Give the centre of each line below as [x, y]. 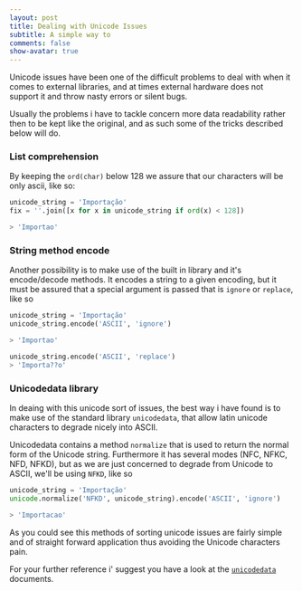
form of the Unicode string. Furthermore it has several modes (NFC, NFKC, [148, 454]
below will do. [35, 133]
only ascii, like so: [42, 186]
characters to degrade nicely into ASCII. [84, 427]
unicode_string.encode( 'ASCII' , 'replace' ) [93, 357]
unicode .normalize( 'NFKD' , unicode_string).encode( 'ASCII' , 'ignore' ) [145, 499]
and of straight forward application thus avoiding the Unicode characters [145, 542]
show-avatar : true [44, 52]
